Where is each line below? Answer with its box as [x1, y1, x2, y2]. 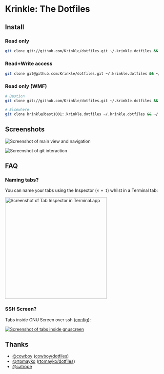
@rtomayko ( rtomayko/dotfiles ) [12, 358, 76, 364]
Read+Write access [5, 60, 53, 67]
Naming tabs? [5, 176, 39, 183]
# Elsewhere [5, 107, 29, 112]
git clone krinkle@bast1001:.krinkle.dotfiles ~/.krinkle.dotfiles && [5, 111, 152, 117]
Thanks [5, 340, 29, 349]
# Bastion [5, 94, 25, 99]
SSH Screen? [5, 306, 37, 312]
